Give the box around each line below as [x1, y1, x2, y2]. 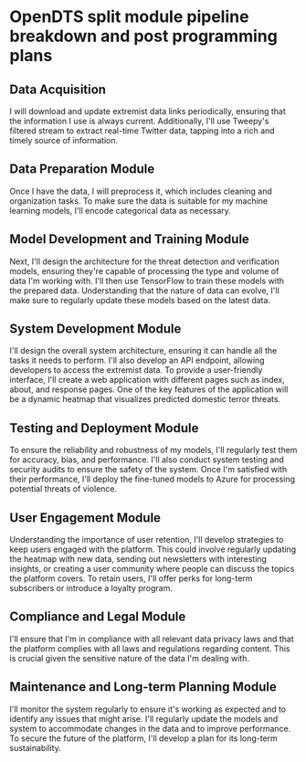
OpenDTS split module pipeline [9, 6, 249, 27]
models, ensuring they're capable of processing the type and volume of [9, 265, 280, 276]
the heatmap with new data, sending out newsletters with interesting [9, 554, 268, 565]
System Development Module [9, 322, 182, 337]
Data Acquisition [9, 81, 107, 97]
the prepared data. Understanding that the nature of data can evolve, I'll [9, 285, 280, 296]
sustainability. [9, 742, 61, 753]
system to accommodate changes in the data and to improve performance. [9, 723, 291, 734]
